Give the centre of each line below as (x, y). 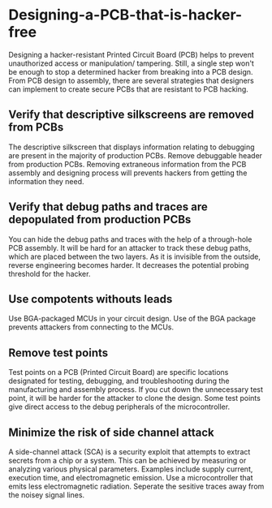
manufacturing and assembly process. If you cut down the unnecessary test (136, 390)
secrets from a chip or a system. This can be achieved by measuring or (127, 461)
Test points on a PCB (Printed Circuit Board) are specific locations (119, 372)
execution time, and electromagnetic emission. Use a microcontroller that (131, 478)
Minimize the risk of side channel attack (112, 432)
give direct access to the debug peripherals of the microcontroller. (119, 407)
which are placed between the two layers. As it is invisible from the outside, (135, 256)
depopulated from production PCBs (100, 220)
